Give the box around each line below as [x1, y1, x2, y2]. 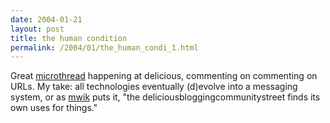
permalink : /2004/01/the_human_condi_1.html [10, 42, 199, 53]
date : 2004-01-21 [10, 14, 83, 25]
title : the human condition [10, 33, 128, 43]
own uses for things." [10, 102, 98, 114]
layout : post [10, 24, 65, 34]
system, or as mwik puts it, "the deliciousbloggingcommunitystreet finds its [10, 91, 321, 103]
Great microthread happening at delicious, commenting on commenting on [10, 70, 318, 82]
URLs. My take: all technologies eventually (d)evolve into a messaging [10, 81, 298, 93]
